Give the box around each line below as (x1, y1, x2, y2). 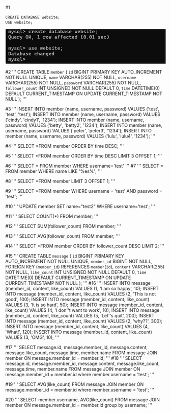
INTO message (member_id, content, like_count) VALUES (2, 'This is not (5, 291, 156, 297)
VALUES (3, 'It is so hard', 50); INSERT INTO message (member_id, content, (5, 302, 164, 308)
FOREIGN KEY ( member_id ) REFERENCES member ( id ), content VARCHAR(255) (5, 264, 165, 270)
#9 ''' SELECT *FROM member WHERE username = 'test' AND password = (5, 188, 163, 194)
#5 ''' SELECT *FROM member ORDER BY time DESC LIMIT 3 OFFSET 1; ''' (5, 153, 162, 159)
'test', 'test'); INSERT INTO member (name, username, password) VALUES (5, 111, 161, 118)
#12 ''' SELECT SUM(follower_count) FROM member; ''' (5, 223, 121, 230)
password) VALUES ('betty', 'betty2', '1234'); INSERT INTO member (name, (5, 122, 162, 128)
